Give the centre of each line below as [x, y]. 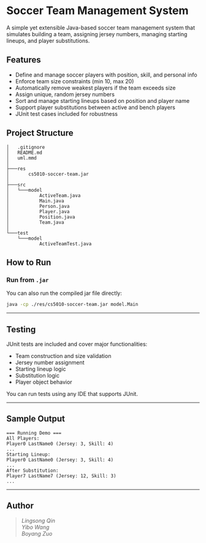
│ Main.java [35, 201]
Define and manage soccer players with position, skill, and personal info [106, 75]
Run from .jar [28, 279]
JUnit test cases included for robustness [67, 113]
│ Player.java [38, 211]
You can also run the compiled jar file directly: [64, 293]
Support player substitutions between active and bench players [95, 107]
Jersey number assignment [50, 362]
